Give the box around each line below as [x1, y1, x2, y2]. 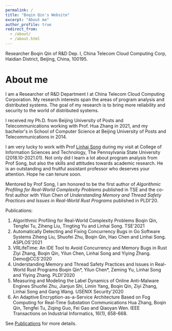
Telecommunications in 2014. [5, 133, 67, 140]
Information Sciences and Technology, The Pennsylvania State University [5, 149, 161, 155]
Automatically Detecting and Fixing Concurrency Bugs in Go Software [12, 228, 160, 234]
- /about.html [10, 37, 40, 42]
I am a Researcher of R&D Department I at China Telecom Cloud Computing [5, 91, 165, 97]
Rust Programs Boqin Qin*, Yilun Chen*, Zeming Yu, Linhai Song [26, 266, 161, 273]
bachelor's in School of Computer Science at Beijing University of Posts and [5, 128, 166, 134]
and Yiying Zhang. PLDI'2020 [12, 272, 75, 278]
